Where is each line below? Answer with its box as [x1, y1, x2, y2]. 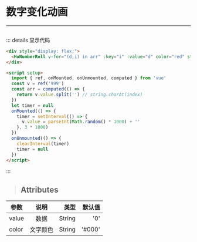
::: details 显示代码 [6, 36, 50, 43]
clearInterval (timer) [16, 140, 69, 147]
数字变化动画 [6, 5, 69, 19]
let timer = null [11, 102, 54, 109]
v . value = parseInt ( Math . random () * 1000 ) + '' [21, 119, 141, 125]
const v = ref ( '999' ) [11, 80, 64, 87]
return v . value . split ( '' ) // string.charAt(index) [16, 92, 143, 98]
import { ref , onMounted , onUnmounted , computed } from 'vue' [11, 75, 167, 81]
